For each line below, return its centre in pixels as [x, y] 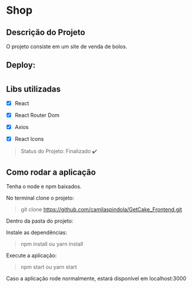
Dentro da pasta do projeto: [40, 221]
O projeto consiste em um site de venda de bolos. [67, 46]
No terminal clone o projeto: [40, 198]
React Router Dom [37, 115]
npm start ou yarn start [49, 267]
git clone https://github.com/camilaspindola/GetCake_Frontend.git [101, 210]
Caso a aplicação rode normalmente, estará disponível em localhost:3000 [96, 278]
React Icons [29, 139]
